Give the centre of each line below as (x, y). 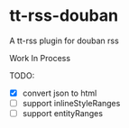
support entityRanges (63, 114)
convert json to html (60, 93)
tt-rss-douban (64, 16)
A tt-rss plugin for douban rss (64, 41)
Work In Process (40, 58)
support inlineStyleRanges (71, 103)
